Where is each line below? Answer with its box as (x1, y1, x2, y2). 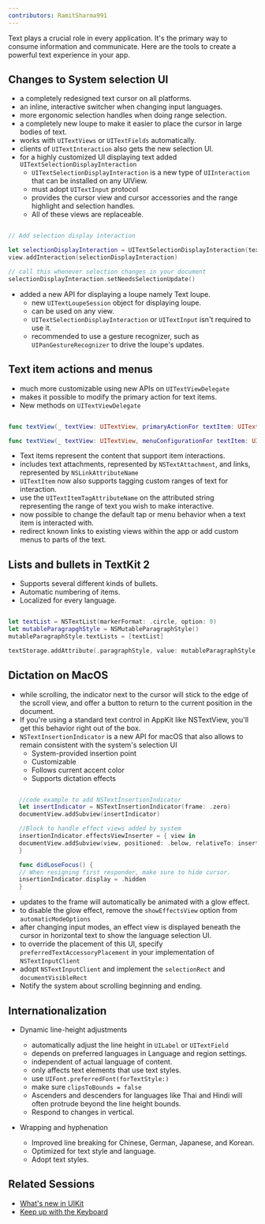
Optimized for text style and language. (31, 1146, 156, 1155)
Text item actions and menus (8, 362, 154, 376)
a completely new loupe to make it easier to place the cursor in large (19, 119, 242, 129)
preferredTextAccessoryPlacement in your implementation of (19, 948, 215, 957)
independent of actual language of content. (31, 1057, 173, 1066)
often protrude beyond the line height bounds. (31, 1098, 181, 1108)
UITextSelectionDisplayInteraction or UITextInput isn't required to (31, 314, 251, 324)
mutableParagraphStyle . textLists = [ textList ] (8, 633, 164, 640)
